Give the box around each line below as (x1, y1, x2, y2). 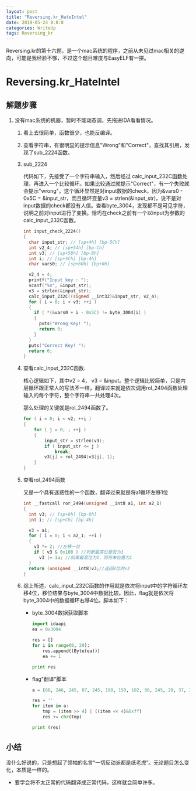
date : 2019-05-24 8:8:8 (6, 19, 64, 25)
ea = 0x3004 (32, 626, 61, 633)
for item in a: (32, 703, 69, 709)
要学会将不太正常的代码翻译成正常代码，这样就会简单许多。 (14, 779, 158, 786)
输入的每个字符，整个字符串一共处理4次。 (23, 392, 124, 399)
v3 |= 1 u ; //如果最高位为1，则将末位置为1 (38, 554, 132, 560)
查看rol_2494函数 (23, 476, 65, 483)
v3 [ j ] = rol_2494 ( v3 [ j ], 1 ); (44, 454, 116, 460)
